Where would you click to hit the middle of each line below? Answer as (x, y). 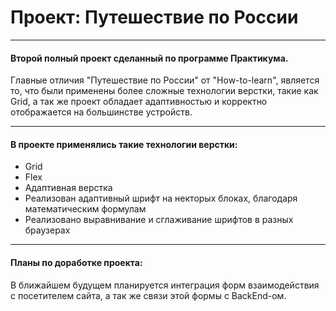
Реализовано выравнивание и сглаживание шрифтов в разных (159, 220)
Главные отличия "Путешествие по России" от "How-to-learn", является (165, 80)
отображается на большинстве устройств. (101, 112)
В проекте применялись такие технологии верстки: (124, 144)
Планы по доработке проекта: (76, 262)
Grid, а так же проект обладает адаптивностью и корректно (139, 102)
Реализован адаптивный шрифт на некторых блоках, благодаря (161, 198)
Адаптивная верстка (68, 188)
